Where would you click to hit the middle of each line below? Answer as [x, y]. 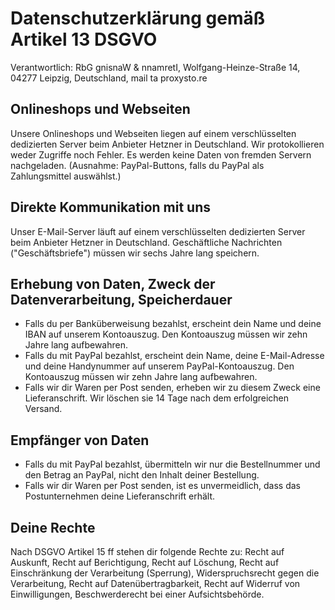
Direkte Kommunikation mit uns [110, 207]
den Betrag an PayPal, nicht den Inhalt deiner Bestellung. [142, 475]
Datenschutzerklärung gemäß [138, 18]
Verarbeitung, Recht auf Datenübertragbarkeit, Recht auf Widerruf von [155, 583]
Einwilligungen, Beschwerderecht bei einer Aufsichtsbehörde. [137, 594]
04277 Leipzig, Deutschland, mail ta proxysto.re [109, 78]
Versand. [43, 409]
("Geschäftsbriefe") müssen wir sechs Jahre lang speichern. [135, 253]
